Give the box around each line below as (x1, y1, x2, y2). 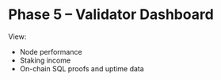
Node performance (19, 47, 82, 56)
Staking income (19, 55, 71, 65)
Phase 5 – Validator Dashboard (8, 6, 214, 24)
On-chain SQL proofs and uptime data (19, 63, 144, 73)
